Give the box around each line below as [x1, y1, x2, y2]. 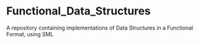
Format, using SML [6, 30, 54, 37]
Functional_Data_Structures [6, 4, 151, 18]
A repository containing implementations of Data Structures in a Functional [6, 24, 194, 31]
